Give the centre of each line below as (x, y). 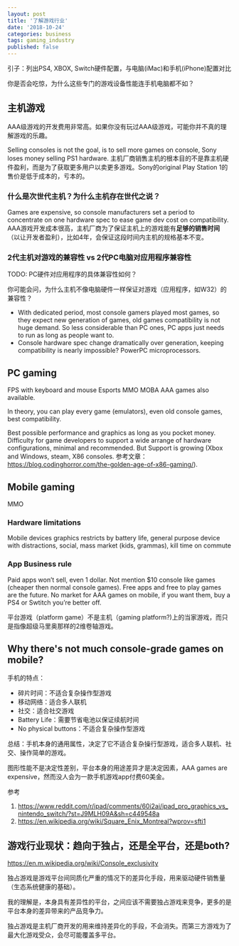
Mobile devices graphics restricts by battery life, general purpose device (114, 538)
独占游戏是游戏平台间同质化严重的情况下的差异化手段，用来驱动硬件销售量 (116, 878)
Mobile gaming (41, 487)
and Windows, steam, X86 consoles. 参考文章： (77, 456)
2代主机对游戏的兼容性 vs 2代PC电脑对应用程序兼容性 (100, 257)
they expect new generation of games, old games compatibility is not (119, 320)
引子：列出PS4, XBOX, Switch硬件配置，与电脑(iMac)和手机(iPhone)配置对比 (119, 68)
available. (21, 398)
